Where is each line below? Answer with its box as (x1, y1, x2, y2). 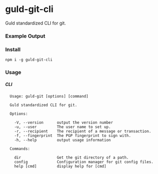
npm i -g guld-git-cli (5, 57, 53, 62)
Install (5, 46, 21, 53)
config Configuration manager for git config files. (14, 159, 154, 164)
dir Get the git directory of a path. (14, 155, 129, 160)
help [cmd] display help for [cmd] (14, 164, 107, 169)
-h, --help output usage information (14, 137, 111, 143)
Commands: (10, 146, 30, 151)
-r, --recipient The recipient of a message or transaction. (14, 129, 151, 134)
